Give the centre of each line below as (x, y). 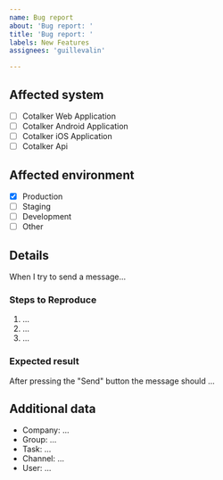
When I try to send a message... (68, 277)
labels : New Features (50, 42)
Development (47, 217)
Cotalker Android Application (75, 126)
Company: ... (45, 430)
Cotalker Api (45, 146)
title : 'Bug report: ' (51, 34)
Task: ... (37, 449)
